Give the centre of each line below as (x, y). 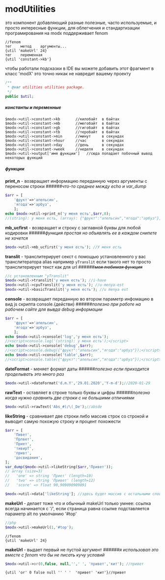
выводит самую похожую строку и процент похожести (63, 421)
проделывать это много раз (35, 374)
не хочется (17, 238)
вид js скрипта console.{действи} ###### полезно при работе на (73, 304)
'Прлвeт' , (24, 440)
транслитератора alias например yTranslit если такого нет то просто (78, 262)
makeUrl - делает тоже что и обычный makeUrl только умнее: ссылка (78, 503)
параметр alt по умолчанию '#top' (41, 514)
